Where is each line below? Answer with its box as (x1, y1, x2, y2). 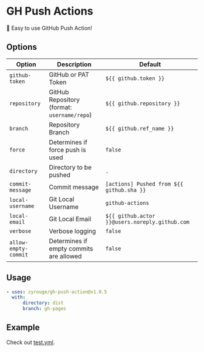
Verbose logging (49, 227, 96, 235)
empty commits (49, 244, 93, 253)
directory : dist (22, 300, 64, 306)
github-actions (105, 199, 149, 206)
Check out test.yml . (6, 339, 55, 346)
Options (6, 42, 38, 52)
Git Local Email (49, 215, 92, 223)
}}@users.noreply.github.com (105, 218, 190, 226)
